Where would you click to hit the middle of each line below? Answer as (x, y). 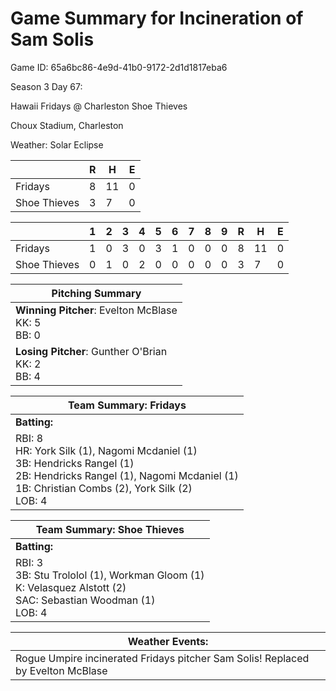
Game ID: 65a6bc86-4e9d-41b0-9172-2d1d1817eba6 (119, 67)
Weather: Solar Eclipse (57, 144)
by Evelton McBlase (61, 670)
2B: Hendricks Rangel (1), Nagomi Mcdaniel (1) (127, 475)
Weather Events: (168, 641)
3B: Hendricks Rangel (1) (75, 463)
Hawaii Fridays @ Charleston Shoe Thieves (99, 106)
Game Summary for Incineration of (157, 18)
